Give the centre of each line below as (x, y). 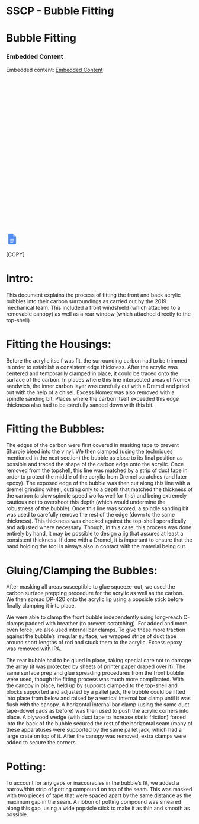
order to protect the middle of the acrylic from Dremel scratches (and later (97, 477)
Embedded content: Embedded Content (54, 70)
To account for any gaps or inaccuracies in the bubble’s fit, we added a (93, 783)
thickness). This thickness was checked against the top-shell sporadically (96, 521)
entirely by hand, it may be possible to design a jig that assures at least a (95, 534)
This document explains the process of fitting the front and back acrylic (94, 295)
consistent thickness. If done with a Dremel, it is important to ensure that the (99, 540)
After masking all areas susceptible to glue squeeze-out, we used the (91, 587)
